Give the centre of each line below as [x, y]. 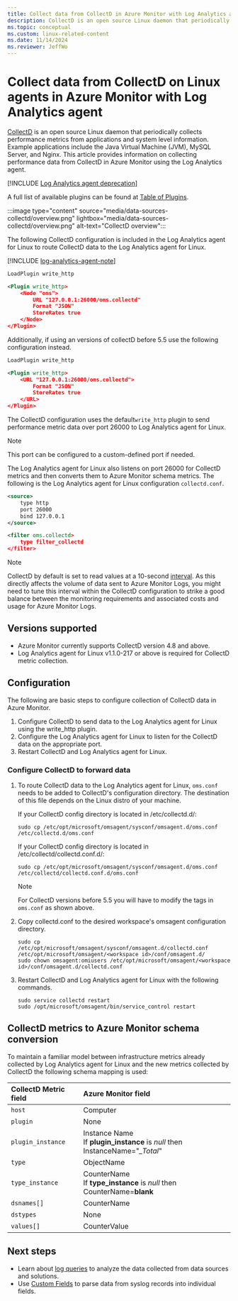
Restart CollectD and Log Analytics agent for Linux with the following [118, 980]
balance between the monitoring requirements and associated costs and [113, 599]
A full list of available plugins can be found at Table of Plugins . [98, 196]
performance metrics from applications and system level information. [108, 139]
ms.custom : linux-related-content [58, 34]
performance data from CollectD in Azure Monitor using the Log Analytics [115, 162]
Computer [100, 1109]
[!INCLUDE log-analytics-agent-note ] [62, 260]
